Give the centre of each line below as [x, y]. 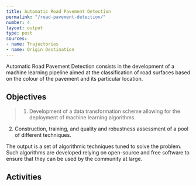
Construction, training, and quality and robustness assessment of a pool [102, 129]
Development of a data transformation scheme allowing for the [104, 111]
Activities [24, 177]
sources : [17, 39]
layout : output [25, 28]
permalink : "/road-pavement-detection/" [56, 17]
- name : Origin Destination [40, 50]
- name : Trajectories [32, 44]
